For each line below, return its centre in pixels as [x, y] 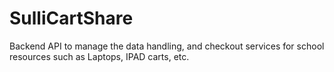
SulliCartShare [71, 18]
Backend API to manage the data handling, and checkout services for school [167, 46]
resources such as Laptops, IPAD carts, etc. [99, 56]
